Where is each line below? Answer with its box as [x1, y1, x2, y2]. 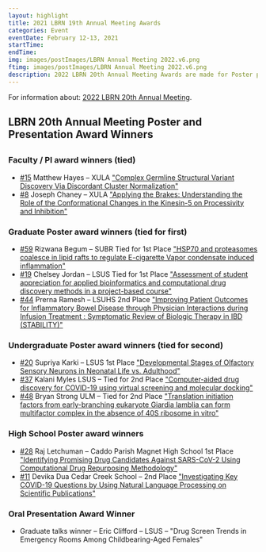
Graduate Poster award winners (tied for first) [8, 226, 188, 237]
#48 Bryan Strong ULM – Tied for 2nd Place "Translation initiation [19, 392, 234, 401]
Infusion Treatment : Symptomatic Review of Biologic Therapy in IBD [19, 312, 243, 321]
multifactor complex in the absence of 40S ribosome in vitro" [19, 408, 219, 418]
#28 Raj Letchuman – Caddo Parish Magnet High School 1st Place [19, 446, 234, 456]
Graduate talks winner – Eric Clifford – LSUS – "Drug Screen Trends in [19, 526, 247, 535]
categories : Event [8, 26, 69, 34]
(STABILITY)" [19, 320, 63, 330]
